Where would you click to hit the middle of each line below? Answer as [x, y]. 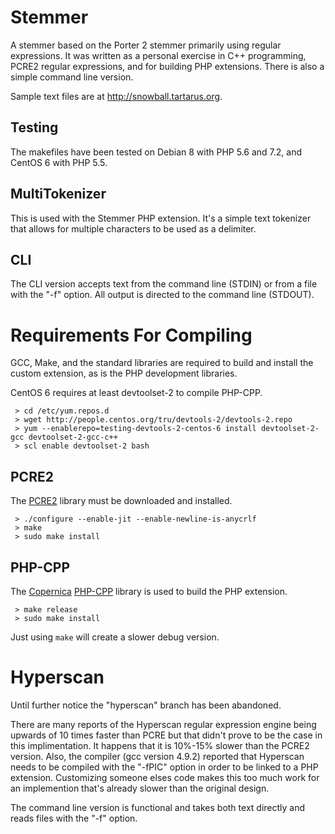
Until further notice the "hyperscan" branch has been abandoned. [146, 705]
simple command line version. [72, 77]
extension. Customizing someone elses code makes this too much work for [165, 777]
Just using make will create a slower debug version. [115, 637]
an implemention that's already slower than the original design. [140, 788]
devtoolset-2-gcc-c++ [73, 437]
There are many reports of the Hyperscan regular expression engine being [163, 724]
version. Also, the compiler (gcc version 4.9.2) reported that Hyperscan [157, 756]
